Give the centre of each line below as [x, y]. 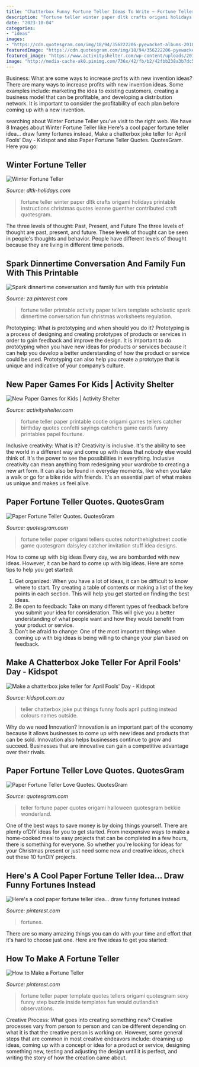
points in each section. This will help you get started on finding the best [102, 594]
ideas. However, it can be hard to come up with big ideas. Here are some [95, 563]
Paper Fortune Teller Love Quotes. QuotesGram [95, 770]
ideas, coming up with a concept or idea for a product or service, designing [98, 1045]
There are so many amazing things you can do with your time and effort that [99, 934]
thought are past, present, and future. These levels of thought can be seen [97, 232]
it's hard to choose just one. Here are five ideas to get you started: [87, 940]
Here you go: [22, 146]
